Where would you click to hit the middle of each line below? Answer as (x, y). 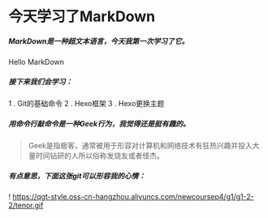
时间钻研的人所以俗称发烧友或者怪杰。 (99, 156)
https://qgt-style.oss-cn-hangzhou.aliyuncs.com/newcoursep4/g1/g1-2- (133, 197)
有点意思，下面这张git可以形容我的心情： (77, 176)
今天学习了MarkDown (82, 17)
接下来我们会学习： (41, 81)
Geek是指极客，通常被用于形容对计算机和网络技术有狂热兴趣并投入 (140, 146)
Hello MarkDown (37, 62)
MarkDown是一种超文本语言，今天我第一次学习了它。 (99, 41)
